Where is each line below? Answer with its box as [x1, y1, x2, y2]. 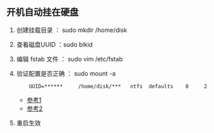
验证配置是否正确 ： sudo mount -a [16, 69, 116, 77]
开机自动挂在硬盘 [6, 6, 79, 18]
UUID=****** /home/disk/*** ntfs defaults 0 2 [29, 83, 207, 90]
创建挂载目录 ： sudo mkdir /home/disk [16, 26, 128, 34]
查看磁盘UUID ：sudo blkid [16, 40, 93, 48]
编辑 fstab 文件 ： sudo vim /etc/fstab [16, 55, 123, 63]
